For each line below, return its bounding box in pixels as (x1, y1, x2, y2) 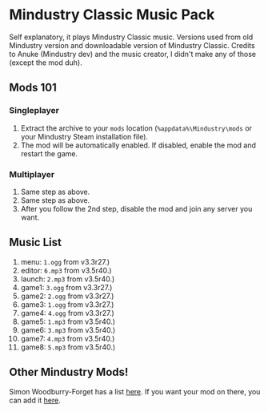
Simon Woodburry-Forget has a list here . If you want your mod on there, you (9, 386, 261, 396)
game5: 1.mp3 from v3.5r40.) (20, 317, 115, 326)
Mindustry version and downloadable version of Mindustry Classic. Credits (9, 40, 255, 50)
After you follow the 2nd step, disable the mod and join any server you (20, 204, 253, 213)
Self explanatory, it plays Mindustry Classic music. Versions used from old (9, 32, 254, 42)
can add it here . (9, 395, 61, 405)
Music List (9, 236, 62, 249)
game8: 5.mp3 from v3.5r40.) (20, 342, 116, 352)
